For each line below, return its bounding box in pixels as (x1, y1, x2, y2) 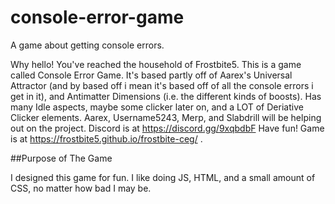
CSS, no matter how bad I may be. (10, 182, 152, 194)
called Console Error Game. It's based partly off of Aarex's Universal (10, 69, 293, 81)
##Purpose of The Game (10, 152, 113, 164)
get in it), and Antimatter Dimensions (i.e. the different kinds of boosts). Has (10, 90, 322, 102)
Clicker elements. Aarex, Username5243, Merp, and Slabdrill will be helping (10, 111, 322, 123)
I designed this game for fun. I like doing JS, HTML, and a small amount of (10, 171, 316, 183)
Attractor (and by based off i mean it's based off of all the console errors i (10, 79, 314, 91)
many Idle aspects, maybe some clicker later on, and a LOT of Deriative (10, 101, 304, 113)
